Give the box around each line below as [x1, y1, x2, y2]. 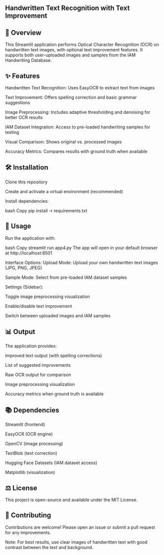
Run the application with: [5, 235, 56, 241]
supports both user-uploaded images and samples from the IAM [5, 52, 136, 58]
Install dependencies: [5, 198, 49, 204]
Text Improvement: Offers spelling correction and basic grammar [5, 94, 137, 100]
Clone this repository [5, 179, 48, 185]
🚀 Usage [5, 222, 31, 230]
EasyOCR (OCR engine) [5, 431, 53, 437]
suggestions [5, 100, 31, 106]
